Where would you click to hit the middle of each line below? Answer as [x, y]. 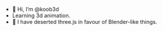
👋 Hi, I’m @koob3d [35, 9]
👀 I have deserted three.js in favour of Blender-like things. [85, 22]
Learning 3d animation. [41, 15]
